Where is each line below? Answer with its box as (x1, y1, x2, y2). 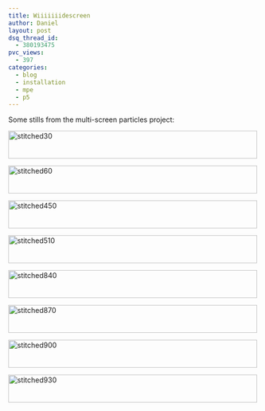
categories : (8, 64, 48, 72)
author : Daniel (8, 19, 59, 27)
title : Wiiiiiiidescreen (8, 11, 91, 20)
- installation (15, 78, 66, 86)
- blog (15, 71, 37, 79)
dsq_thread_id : (8, 33, 59, 42)
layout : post (8, 26, 52, 34)
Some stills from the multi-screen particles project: (8, 115, 175, 124)
